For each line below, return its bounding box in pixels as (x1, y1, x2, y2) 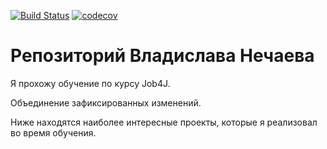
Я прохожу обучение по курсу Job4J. (10, 77, 171, 89)
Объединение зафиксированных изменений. (10, 96, 202, 109)
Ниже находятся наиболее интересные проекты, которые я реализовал (10, 116, 318, 128)
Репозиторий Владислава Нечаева (10, 45, 315, 67)
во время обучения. (10, 126, 97, 139)
